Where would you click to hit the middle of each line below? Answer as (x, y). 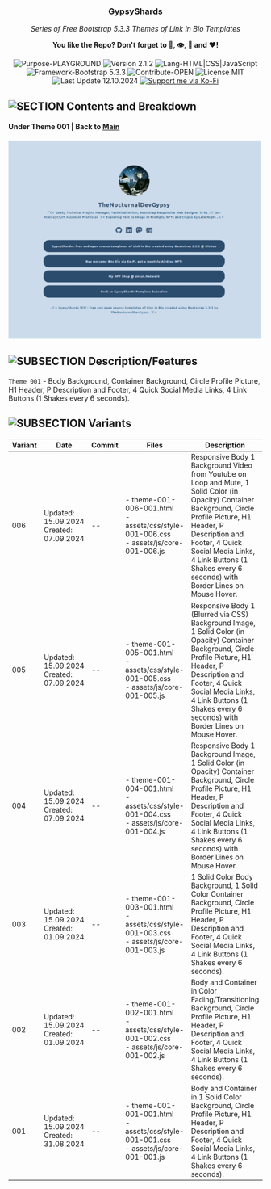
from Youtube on (219, 474)
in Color (204, 991)
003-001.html (149, 907)
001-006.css (148, 534)
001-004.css (148, 814)
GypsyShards (135, 11)
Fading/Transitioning (225, 1000)
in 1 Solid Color (216, 1097)
